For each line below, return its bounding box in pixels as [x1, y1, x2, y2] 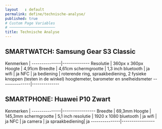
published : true [5, 16, 38, 21]
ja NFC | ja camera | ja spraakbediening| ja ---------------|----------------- [5, 118, 155, 124]
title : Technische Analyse [5, 30, 60, 34]
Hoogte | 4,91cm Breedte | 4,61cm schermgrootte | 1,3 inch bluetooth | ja [5, 65, 150, 71]
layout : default [5, 7, 45, 12]
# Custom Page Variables [5, 20, 55, 26]
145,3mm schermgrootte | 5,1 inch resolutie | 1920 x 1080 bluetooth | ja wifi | [5, 113, 157, 119]
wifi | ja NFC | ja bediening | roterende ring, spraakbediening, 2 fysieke [5, 71, 146, 77]
